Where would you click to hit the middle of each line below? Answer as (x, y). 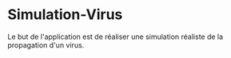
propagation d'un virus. (46, 44)
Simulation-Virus (65, 15)
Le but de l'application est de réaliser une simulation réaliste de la (115, 37)
